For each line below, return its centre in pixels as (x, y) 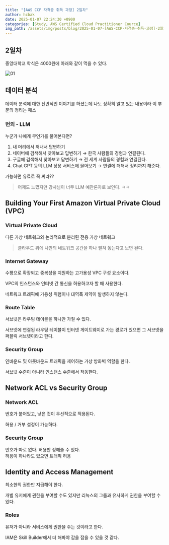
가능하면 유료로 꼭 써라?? (30, 176)
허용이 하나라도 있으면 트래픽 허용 (38, 456)
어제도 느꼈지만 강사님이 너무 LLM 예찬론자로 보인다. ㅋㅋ (74, 187)
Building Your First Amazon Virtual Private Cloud (83, 203)
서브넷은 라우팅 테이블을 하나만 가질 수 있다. (48, 319)
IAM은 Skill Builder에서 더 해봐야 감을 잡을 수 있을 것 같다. (62, 537)
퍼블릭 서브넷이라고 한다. (29, 336)
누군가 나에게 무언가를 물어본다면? (39, 136)
